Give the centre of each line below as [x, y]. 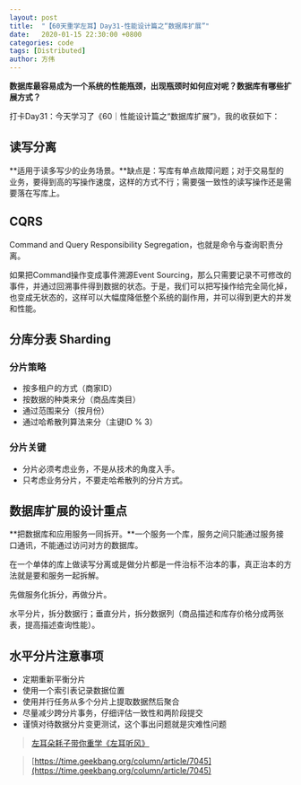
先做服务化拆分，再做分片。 [60, 595]
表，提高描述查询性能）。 [55, 625]
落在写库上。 [40, 193]
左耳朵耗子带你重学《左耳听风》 [90, 743]
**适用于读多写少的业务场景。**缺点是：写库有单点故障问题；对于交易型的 [147, 170]
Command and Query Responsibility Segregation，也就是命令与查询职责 [142, 244]
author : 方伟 [32, 59]
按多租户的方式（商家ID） [69, 388]
